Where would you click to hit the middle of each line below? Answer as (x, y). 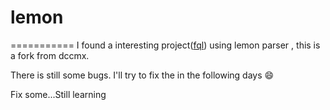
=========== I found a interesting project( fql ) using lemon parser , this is (165, 45)
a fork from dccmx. (50, 55)
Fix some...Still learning (58, 94)
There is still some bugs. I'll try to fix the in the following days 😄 (142, 75)
